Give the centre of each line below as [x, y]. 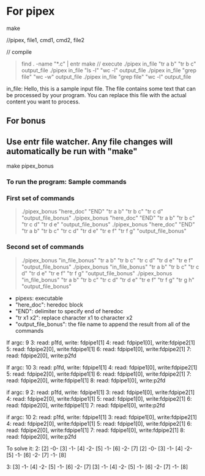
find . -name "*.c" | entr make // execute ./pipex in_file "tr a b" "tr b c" [109, 64]
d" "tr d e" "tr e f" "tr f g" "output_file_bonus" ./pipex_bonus [97, 273]
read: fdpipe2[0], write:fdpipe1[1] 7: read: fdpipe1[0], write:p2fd [86, 405]
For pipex [31, 11]
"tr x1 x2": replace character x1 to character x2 [74, 318]
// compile [19, 52]
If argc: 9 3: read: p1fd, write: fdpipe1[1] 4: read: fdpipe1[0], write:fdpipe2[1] [101, 342]
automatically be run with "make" [72, 151]
